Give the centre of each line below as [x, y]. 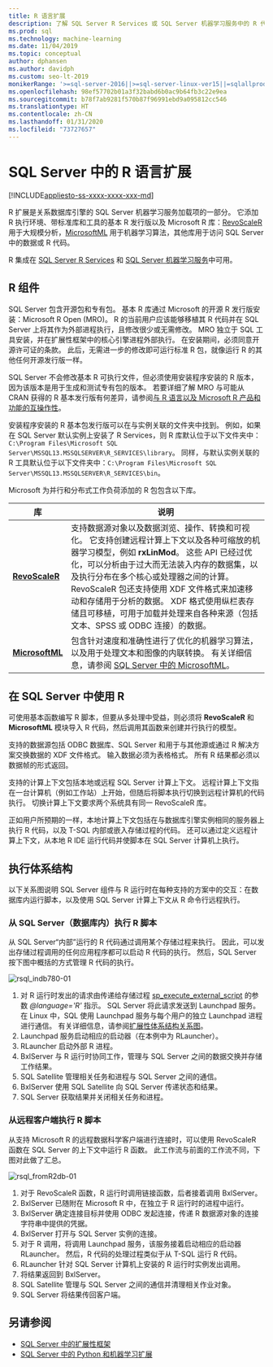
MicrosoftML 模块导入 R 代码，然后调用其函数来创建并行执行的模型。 [125, 728]
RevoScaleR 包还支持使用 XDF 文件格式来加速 [158, 589]
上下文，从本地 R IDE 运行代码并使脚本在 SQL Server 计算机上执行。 [129, 840]
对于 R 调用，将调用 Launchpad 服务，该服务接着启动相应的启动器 [131, 1243]
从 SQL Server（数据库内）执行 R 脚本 [83, 923]
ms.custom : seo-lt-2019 [49, 76]
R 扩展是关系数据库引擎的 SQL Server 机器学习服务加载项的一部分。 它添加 [133, 211]
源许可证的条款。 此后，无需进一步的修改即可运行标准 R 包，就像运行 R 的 [132, 350]
